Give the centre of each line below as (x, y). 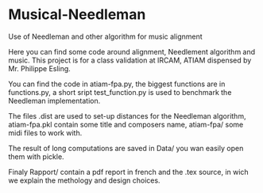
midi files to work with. (45, 133)
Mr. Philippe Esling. (40, 68)
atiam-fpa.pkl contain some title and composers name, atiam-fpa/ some (126, 124)
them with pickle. (37, 157)
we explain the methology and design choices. (84, 180)
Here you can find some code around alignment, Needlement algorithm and (132, 51)
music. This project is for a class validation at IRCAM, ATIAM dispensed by (130, 60)
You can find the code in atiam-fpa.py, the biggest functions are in (117, 84)
